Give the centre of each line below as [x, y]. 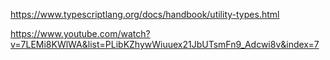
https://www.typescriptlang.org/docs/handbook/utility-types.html [145, 14]
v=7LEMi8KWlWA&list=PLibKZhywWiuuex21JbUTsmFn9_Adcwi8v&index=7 [165, 44]
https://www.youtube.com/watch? [80, 33]
